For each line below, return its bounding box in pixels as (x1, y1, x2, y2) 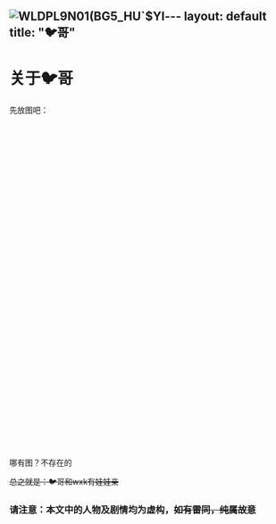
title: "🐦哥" (9, 25, 76, 40)
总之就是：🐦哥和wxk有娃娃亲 (9, 477, 119, 487)
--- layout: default (164, 9, 267, 24)
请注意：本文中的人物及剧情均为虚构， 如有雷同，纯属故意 (9, 503, 256, 516)
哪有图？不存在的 (9, 457, 72, 469)
